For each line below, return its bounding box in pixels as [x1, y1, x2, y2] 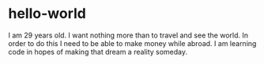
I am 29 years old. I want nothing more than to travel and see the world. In [8, 30, 249, 40]
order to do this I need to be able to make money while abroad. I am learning [8, 38, 257, 48]
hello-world [8, 5, 87, 23]
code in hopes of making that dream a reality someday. [8, 47, 188, 56]
